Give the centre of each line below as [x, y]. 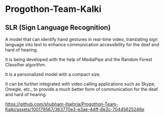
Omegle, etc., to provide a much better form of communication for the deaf [82, 89]
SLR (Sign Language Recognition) [58, 28]
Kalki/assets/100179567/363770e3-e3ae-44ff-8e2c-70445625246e [75, 109]
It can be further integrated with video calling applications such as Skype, [80, 84]
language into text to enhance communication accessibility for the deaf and [82, 45]
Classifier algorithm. [26, 65]
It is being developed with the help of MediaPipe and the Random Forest [79, 59]
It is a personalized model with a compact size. [53, 74]
